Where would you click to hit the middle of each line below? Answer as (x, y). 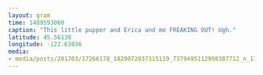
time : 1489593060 (36, 23)
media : (19, 52)
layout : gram (29, 15)
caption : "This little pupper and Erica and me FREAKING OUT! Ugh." (122, 30)
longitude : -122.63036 (45, 45)
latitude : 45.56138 (40, 37)
